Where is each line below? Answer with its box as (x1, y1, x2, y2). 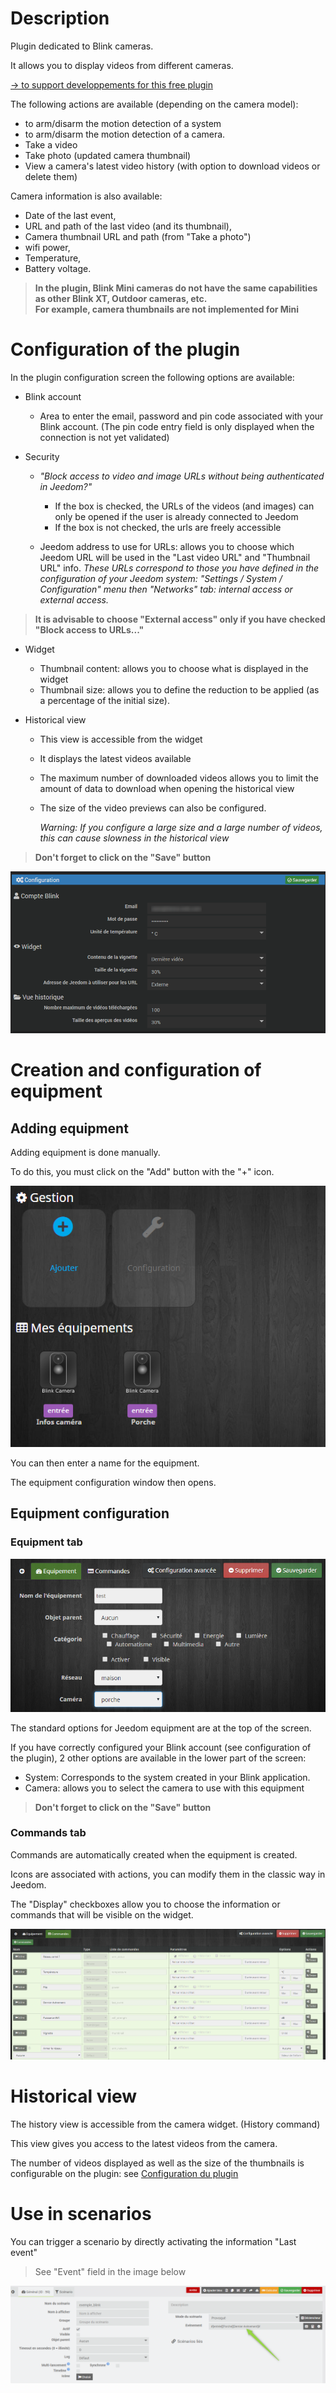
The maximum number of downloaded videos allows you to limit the (39, 772, 319, 784)
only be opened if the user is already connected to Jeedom (54, 510, 299, 522)
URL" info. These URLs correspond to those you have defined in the (39, 562, 320, 574)
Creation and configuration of (10, 1059, 262, 1082)
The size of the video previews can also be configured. (39, 802, 267, 814)
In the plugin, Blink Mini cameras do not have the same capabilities (34, 282, 318, 294)
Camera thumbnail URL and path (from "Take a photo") (24, 230, 252, 242)
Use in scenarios (10, 2202, 152, 2225)
